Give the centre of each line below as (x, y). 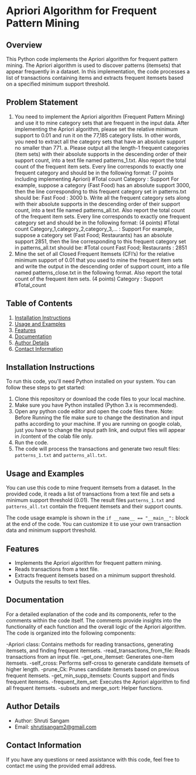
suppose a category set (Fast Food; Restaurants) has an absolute (93, 235)
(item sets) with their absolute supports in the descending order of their (101, 154)
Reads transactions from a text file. (57, 569)
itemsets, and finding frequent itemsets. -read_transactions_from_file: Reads (98, 651)
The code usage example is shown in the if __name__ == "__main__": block (97, 518)
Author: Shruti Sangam (42, 720)
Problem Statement (42, 102)
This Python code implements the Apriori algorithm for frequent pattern (92, 59)
